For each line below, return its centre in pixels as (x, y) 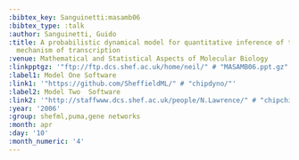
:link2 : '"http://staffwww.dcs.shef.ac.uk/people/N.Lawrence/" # (132, 100)
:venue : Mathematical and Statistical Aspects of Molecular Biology (138, 59)
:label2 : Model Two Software (65, 92)
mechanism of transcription (69, 51)
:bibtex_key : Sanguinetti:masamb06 (75, 17)
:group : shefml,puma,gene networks (75, 116)
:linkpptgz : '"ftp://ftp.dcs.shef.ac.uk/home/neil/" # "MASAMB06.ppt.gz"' (150, 68)
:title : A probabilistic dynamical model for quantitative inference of (146, 42)
